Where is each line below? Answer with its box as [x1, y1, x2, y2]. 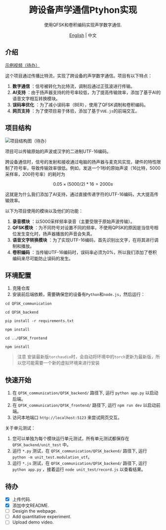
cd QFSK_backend [5, 310, 39, 315]
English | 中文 [69, 32, 97, 38]
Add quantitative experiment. [12, 514, 72, 520]
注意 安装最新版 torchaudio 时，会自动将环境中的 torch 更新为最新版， [17, 354, 156, 360]
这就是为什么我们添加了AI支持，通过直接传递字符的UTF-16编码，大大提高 [5, 191, 154, 197]
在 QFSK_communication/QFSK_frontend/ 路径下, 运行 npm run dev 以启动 [12, 402, 157, 408]
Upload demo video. [12, 519, 54, 525]
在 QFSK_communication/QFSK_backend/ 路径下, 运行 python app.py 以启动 [12, 390, 159, 396]
